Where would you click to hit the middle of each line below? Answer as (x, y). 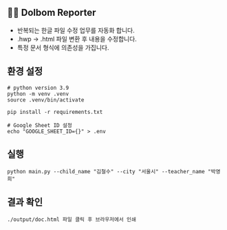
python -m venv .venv (38, 94)
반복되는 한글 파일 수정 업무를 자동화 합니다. (76, 30)
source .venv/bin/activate (46, 100)
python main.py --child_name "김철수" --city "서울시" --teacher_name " (109, 172)
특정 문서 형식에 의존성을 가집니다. (63, 47)
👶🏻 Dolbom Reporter (52, 13)
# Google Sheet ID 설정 (40, 125)
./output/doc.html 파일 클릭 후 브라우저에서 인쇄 (72, 220)
